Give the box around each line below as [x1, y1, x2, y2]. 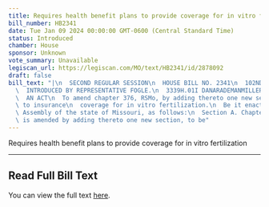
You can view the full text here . [8, 190, 110, 200]
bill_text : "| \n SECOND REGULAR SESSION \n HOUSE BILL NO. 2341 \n [8, 79, 239, 87]
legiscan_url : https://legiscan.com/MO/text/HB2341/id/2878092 [8, 64, 224, 72]
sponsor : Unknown [8, 49, 66, 57]
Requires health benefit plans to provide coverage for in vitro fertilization [8, 138, 247, 148]
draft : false [8, 71, 52, 79]
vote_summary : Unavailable [8, 57, 98, 65]
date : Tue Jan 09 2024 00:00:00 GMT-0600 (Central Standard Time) [8, 26, 235, 34]
